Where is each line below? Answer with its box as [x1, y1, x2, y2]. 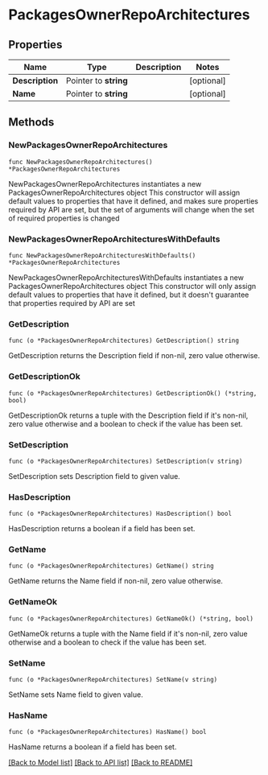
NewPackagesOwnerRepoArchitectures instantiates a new [8, 179, 202, 188]
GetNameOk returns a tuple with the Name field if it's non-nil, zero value [8, 629, 248, 638]
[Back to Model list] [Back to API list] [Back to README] [8, 758, 193, 768]
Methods [8, 115, 55, 130]
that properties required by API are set [8, 298, 135, 307]
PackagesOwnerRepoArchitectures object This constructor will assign [8, 188, 241, 197]
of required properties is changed [8, 213, 120, 223]
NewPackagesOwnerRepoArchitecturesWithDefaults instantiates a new [8, 272, 244, 282]
